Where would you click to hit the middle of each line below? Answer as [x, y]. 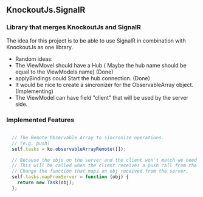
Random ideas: [34, 59]
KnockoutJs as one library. [40, 47]
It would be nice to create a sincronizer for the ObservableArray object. [104, 85]
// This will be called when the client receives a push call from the [105, 166]
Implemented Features [40, 120]
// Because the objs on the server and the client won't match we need [105, 160]
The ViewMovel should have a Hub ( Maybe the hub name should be [101, 65]
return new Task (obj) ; [46, 183]
